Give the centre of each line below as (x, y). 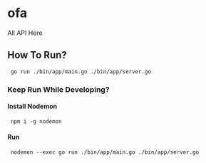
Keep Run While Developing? (58, 89)
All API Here (25, 33)
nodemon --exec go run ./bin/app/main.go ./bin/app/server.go (105, 152)
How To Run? (37, 55)
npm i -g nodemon (36, 121)
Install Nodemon (32, 106)
